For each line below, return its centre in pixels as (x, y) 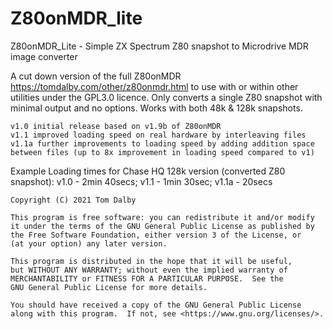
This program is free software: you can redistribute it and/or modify (162, 217)
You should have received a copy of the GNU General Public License (156, 305)
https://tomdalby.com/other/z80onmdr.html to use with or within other (154, 86)
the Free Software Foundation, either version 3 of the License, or (156, 235)
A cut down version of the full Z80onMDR (96, 76)
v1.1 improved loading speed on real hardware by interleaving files (158, 135)
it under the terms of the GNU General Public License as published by (162, 226)
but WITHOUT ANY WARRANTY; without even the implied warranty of (149, 270)
